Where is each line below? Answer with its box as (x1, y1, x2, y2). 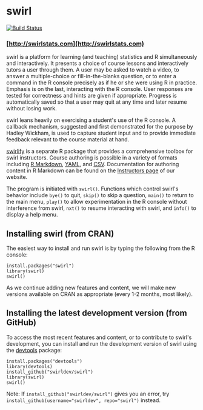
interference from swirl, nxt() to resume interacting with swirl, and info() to (6, 204, 197, 212)
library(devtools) (6, 363, 53, 369)
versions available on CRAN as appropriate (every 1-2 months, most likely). (6, 291, 193, 298)
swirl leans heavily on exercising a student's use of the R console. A (6, 116, 176, 124)
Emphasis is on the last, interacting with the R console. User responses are (6, 86, 193, 93)
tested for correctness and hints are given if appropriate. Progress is (6, 92, 178, 99)
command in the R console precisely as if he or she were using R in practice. (6, 79, 198, 86)
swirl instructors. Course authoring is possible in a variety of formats (6, 154, 178, 161)
